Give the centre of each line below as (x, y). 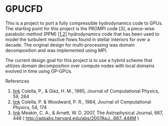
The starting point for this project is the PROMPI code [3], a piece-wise (80, 28)
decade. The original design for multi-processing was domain (70, 45)
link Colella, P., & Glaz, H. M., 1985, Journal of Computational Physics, (86, 91)
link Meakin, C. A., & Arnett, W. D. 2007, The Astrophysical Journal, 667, (88, 113)
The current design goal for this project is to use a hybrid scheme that (79, 60)
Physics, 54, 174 (30, 107)
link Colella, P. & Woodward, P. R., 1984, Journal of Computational (82, 102)
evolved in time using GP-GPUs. (39, 71)
